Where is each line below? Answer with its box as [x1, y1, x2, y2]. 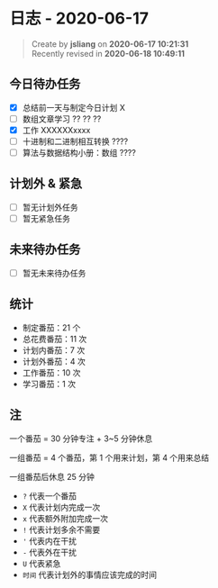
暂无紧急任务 [22, 213, 70, 223]
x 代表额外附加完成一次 [22, 512, 108, 523]
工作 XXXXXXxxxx [22, 124, 91, 135]
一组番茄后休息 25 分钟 [9, 471, 95, 482]
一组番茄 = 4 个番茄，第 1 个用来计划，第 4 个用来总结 [9, 452, 210, 463]
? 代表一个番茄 [22, 490, 77, 501]
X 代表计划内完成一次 [22, 502, 101, 512]
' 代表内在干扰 [22, 535, 77, 546]
